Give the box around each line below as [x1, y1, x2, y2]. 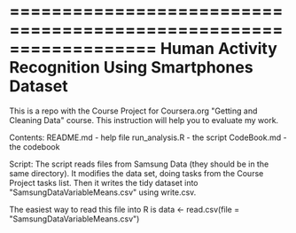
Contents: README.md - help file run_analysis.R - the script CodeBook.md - [9, 132, 287, 143]
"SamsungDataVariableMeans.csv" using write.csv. [9, 187, 197, 198]
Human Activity [160, 39, 277, 58]
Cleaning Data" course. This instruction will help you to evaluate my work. [9, 114, 279, 125]
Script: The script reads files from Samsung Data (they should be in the [9, 159, 269, 169]
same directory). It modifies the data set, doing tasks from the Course [9, 167, 264, 178]
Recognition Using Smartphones [9, 58, 254, 78]
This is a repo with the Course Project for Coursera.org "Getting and [9, 105, 258, 116]
